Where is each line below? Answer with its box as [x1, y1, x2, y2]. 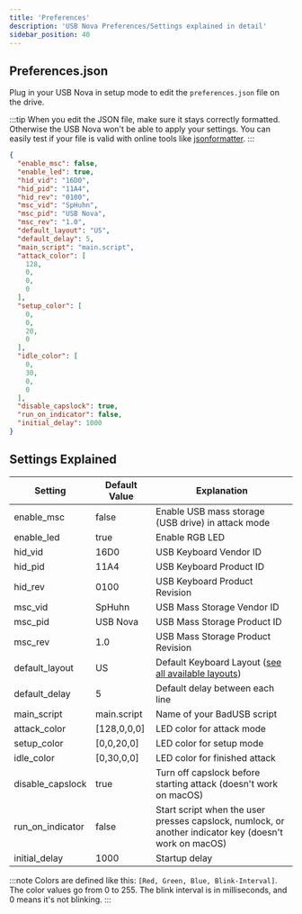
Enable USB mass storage [155, 505, 265, 518]
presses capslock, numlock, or [155, 814, 285, 827]
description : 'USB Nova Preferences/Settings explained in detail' [9, 22, 268, 31]
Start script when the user [155, 803, 266, 816]
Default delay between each [155, 682, 275, 694]
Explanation [196, 484, 249, 496]
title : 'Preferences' [9, 13, 91, 23]
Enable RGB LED [155, 530, 226, 543]
